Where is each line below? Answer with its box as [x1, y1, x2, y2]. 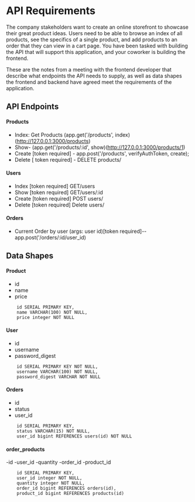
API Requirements [6, 4, 95, 18]
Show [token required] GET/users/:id [14, 189, 104, 196]
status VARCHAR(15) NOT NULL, [16, 428, 91, 434]
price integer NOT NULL [16, 314, 75, 320]
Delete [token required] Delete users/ [14, 201, 104, 208]
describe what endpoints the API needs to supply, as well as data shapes [6, 72, 183, 79]
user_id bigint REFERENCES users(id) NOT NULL [16, 433, 132, 439]
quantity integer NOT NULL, [16, 480, 85, 486]
